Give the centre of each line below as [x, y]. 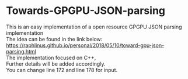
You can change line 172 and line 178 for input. [62, 70]
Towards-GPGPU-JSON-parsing [86, 11]
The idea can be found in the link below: [54, 39]
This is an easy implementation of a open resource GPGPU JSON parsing [94, 27]
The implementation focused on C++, [51, 58]
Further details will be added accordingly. [56, 64]
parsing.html [21, 51]
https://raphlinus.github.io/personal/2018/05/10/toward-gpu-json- [85, 45]
